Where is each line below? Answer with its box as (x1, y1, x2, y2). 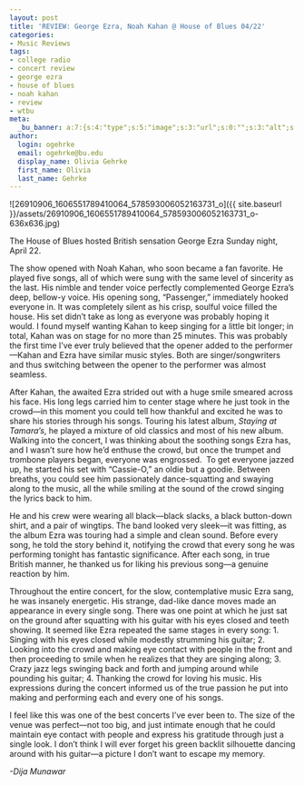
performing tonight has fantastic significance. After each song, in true (9, 549, 270, 560)
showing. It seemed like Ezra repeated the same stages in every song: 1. (9, 624, 279, 636)
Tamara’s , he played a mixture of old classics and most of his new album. (9, 425, 284, 436)
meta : (9, 114, 30, 124)
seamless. (9, 369, 48, 380)
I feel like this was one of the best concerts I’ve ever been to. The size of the (9, 710, 295, 721)
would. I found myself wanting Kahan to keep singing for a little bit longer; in (9, 321, 294, 332)
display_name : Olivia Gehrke (17, 156, 128, 166)
